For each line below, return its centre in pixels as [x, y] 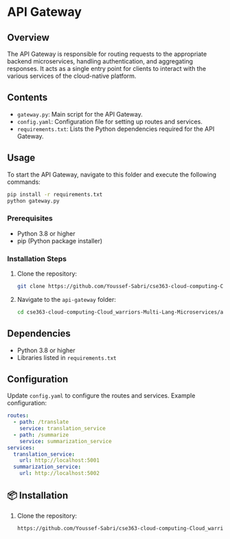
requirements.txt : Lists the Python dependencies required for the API [116, 129]
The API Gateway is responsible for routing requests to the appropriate [107, 54]
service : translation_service [63, 429]
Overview [28, 38]
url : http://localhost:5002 [59, 474]
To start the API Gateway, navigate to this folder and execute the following [112, 174]
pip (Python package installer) [60, 241]
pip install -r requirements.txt [55, 194]
